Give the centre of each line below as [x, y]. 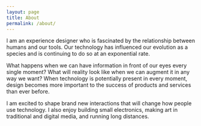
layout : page [23, 12]
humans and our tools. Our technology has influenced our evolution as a [97, 47]
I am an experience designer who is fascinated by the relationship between [101, 41]
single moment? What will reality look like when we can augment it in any [98, 72]
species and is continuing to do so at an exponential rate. [78, 54]
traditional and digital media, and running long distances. [78, 116]
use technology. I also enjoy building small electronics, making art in [92, 110]
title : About [23, 18]
